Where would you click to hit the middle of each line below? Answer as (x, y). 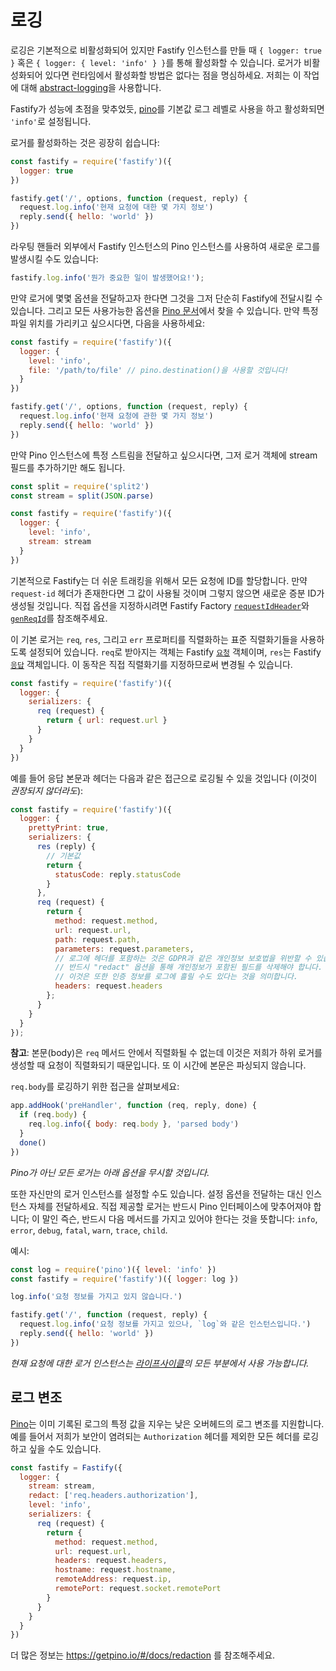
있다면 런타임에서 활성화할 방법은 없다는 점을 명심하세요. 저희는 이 (173, 75)
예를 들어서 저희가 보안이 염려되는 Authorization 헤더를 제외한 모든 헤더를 (155, 1436)
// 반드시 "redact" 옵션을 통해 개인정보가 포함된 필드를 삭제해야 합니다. (188, 967)
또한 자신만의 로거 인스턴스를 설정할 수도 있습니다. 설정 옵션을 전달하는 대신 (157, 1193)
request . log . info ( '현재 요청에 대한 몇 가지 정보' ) (116, 207)
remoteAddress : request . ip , (113, 1579)
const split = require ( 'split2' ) (80, 486)
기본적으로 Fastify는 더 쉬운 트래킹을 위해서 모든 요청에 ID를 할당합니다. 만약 (159, 580)
